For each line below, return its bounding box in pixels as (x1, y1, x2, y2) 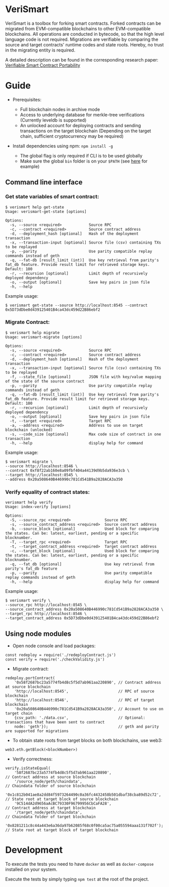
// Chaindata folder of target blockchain (5, 814, 96, 819)
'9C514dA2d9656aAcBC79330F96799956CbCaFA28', (14, 801, 112, 806)
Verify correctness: (12, 756, 53, 762)
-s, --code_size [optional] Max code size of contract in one (10, 431, 161, 437)
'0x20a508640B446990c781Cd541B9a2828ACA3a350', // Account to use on (14, 706, 164, 711)
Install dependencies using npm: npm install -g (12, 143, 114, 149)
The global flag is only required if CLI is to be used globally (20, 152, 143, 158)
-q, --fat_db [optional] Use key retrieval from (10, 562, 155, 567)
